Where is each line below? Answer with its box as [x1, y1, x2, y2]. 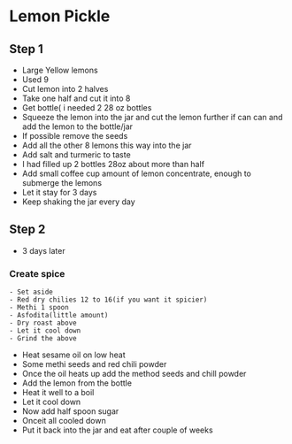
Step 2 [9, 222, 46, 237]
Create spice [9, 267, 65, 279]
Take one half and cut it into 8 [21, 93, 131, 103]
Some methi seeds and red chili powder [21, 359, 167, 370]
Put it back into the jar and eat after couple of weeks [21, 425, 214, 435]
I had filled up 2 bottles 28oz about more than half [21, 159, 205, 169]
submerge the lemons [21, 178, 103, 188]
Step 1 [9, 42, 44, 57]
